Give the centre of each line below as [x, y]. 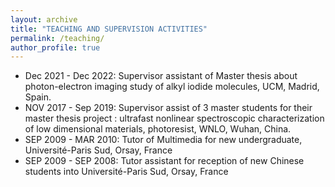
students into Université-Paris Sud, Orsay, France [126, 172]
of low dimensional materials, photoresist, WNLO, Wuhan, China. [158, 129]
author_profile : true [55, 47]
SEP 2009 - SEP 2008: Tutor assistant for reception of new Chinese [164, 161]
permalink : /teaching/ [57, 38]
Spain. [38, 97]
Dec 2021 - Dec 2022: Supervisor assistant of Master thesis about [161, 76]
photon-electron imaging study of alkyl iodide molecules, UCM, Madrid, [172, 87]
